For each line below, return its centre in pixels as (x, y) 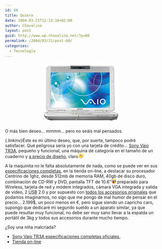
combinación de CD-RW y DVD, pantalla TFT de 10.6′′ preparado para (77, 182)
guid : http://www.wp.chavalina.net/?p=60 (47, 36)
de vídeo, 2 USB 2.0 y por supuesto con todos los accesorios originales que (81, 192)
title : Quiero (19, 15)
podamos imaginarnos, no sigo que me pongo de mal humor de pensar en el (81, 197)
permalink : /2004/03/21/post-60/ (39, 41)
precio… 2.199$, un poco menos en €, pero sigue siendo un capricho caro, (79, 202)
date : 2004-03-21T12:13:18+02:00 (39, 20)
